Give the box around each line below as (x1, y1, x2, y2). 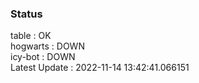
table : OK (10, 30, 52, 42)
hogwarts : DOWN (10, 40, 85, 52)
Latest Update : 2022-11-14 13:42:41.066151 (10, 62, 190, 74)
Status (10, 7, 43, 21)
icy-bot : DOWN (10, 51, 76, 63)
